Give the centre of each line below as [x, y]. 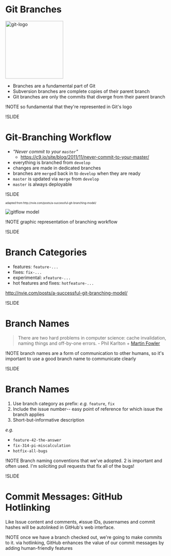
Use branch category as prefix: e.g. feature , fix [64, 403]
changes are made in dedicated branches [57, 168]
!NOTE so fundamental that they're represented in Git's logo [69, 107]
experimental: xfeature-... [42, 277]
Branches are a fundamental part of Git [54, 86]
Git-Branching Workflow [59, 137]
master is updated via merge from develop [56, 178]
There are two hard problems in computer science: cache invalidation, [92, 337]
